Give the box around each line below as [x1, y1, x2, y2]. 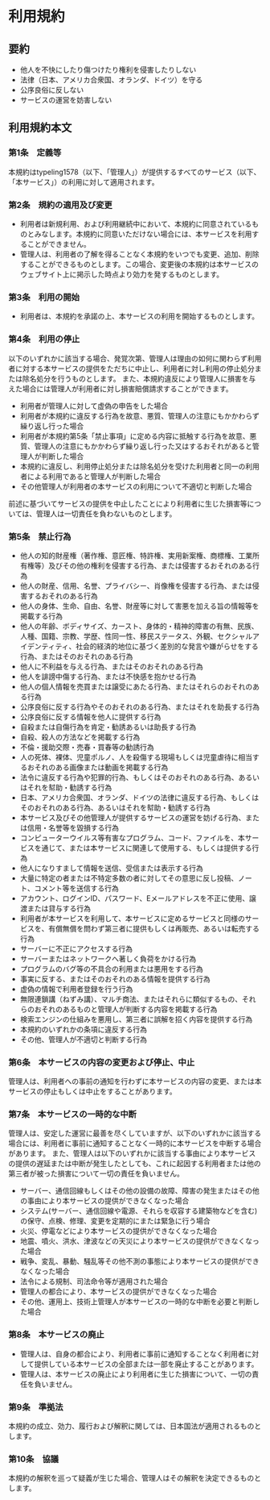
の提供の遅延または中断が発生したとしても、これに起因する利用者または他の [8, 1159, 261, 1169]
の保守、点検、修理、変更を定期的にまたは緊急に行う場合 [19, 1216, 211, 1226]
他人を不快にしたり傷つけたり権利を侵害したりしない [19, 65, 197, 74]
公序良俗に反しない [19, 85, 84, 94]
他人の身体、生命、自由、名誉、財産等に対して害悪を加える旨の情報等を [19, 601, 260, 610]
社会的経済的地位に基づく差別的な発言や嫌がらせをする [76, 641, 259, 651]
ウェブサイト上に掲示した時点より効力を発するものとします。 [19, 269, 224, 279]
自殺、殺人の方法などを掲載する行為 [19, 731, 141, 742]
